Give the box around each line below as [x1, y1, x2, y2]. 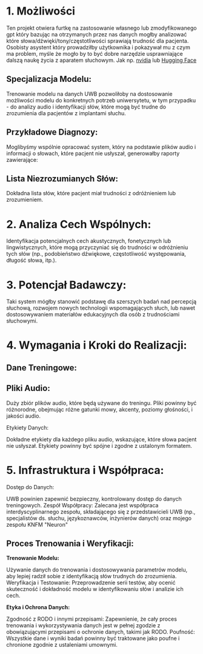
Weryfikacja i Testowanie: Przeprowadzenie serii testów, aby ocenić [6, 579, 176, 586]
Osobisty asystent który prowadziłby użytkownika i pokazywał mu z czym [6, 44, 191, 51]
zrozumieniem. [6, 196, 44, 204]
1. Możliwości [6, 4, 76, 18]
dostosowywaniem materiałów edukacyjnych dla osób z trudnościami [6, 311, 180, 318]
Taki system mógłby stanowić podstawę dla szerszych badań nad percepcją [6, 298, 197, 305]
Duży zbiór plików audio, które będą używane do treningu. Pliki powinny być [6, 399, 197, 407]
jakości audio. [6, 412, 41, 419]
